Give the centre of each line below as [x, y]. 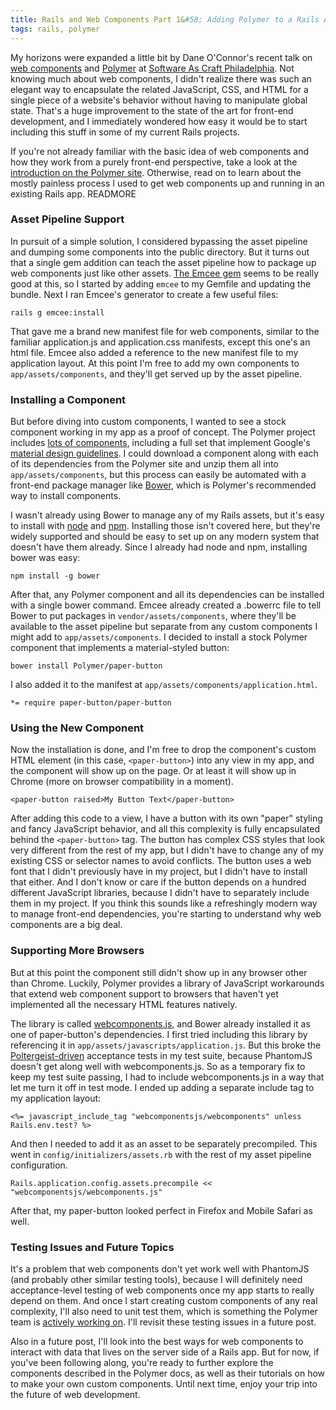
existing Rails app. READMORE [73, 193]
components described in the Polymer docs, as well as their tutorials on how [168, 1373]
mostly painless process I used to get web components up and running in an [167, 183]
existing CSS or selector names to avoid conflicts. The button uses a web [161, 861]
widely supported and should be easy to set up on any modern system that [165, 537]
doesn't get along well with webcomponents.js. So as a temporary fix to [158, 1066]
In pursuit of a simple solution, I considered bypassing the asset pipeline [159, 241]
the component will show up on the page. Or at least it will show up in [153, 771]
